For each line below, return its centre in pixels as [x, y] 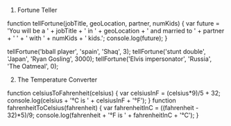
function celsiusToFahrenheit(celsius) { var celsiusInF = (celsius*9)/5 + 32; [114, 93]
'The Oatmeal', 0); [33, 66]
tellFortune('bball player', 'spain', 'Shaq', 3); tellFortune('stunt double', [106, 52]
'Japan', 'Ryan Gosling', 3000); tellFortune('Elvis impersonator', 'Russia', [110, 59]
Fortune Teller [37, 10]
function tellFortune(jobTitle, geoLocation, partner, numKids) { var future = [113, 23]
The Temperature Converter [57, 80]
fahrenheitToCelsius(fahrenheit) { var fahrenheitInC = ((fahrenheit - [103, 108]
